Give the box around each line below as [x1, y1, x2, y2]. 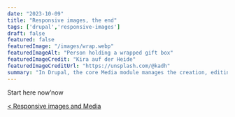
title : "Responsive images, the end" [7, 17, 117, 24]
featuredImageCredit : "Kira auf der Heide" [7, 56, 136, 63]
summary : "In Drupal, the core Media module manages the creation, [7, 69, 208, 76]
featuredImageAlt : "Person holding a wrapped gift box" [7, 50, 173, 57]
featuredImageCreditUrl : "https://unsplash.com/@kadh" [7, 62, 171, 69]
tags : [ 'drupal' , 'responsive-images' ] [7, 23, 120, 30]
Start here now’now [7, 88, 64, 97]
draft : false [7, 29, 45, 37]
